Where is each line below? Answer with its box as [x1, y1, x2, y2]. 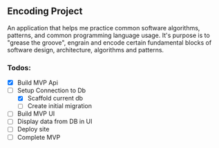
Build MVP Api [17, 78, 59, 87]
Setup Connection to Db [17, 86, 86, 95]
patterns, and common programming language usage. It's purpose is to [7, 31, 211, 39]
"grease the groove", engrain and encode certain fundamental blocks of [7, 38, 212, 47]
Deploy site [17, 125, 50, 134]
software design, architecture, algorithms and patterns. [7, 45, 164, 54]
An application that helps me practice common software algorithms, [7, 23, 200, 32]
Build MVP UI [17, 109, 55, 118]
